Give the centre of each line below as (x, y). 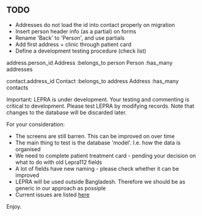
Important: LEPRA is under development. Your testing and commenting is (98, 99)
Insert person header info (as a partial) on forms (75, 31)
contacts (17, 88)
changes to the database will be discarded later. (67, 112)
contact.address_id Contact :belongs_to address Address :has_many (92, 81)
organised (28, 149)
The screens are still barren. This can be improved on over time (95, 136)
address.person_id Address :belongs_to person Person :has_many (89, 62)
